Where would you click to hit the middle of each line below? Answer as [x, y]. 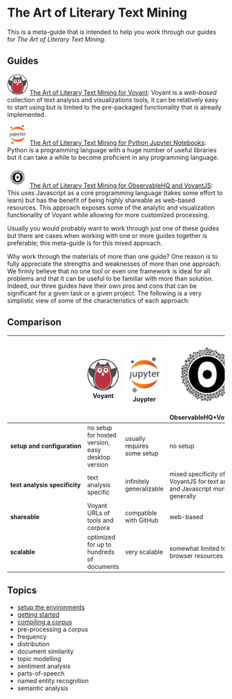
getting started [38, 615]
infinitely [137, 481]
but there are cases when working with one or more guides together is [107, 235]
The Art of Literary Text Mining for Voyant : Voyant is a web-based [123, 92]
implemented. [27, 114]
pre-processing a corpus [52, 629]
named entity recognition [53, 680]
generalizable [145, 489]
